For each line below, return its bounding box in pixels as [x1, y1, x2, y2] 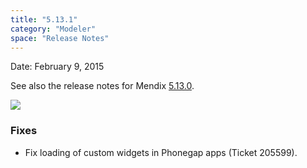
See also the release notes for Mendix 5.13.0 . [10, 80, 195, 92]
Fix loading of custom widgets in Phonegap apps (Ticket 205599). [24, 146, 298, 158]
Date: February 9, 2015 [10, 61, 105, 73]
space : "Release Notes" [10, 33, 110, 43]
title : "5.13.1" [10, 14, 78, 25]
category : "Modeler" [10, 24, 97, 34]
